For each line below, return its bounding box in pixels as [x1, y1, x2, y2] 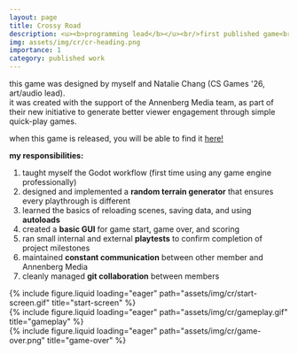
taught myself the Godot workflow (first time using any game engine [21, 167, 272, 178]
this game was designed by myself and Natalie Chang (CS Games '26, [9, 79, 266, 88]
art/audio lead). [9, 88, 66, 98]
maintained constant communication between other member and [21, 252, 263, 262]
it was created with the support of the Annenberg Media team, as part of [9, 97, 274, 107]
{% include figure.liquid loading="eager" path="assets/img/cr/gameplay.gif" [9, 307, 288, 317]
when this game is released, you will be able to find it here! [9, 134, 224, 143]
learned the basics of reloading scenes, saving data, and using [21, 205, 252, 215]
